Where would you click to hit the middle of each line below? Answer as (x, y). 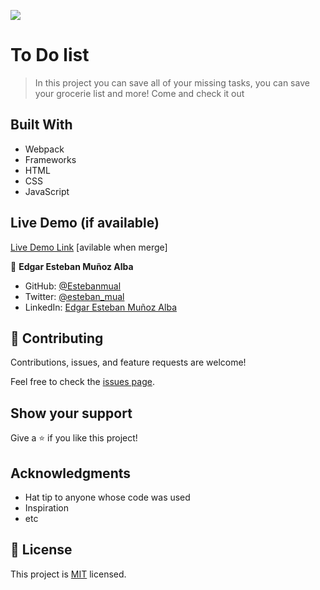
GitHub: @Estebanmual (73, 286)
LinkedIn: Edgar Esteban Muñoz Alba (100, 307)
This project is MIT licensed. (68, 574)
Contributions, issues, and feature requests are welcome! (128, 362)
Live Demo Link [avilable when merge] (89, 247)
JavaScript (47, 191)
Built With (41, 125)
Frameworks (50, 159)
